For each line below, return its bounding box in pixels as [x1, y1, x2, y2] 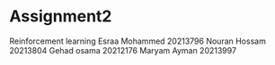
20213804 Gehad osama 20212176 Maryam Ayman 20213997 [9, 45, 236, 55]
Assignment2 [9, 6, 112, 27]
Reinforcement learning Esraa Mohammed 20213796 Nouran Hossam [9, 36, 267, 46]
